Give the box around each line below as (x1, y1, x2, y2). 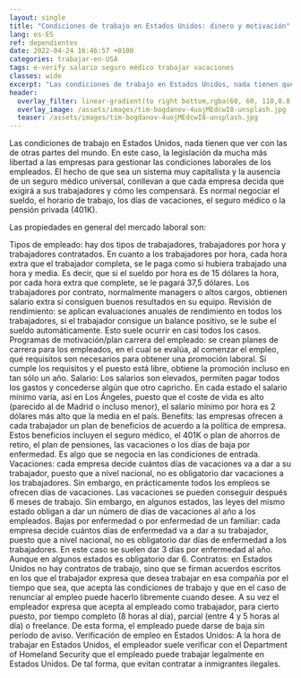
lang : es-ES (9, 30, 54, 39)
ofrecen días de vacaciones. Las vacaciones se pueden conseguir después (9, 487, 288, 498)
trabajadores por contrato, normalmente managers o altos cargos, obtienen (9, 287, 288, 298)
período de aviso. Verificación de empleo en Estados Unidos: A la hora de (9, 630, 281, 641)
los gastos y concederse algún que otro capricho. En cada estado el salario (9, 382, 288, 393)
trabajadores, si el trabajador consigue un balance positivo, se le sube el (9, 316, 277, 326)
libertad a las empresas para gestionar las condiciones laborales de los (9, 157, 271, 168)
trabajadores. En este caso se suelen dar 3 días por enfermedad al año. (9, 544, 273, 555)
